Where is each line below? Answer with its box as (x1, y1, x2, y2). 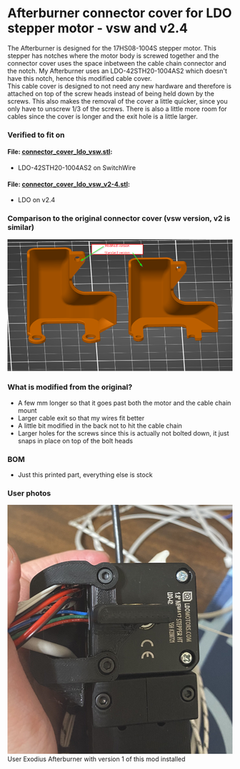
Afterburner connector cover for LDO (7, 5, 232, 21)
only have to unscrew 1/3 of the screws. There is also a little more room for (7, 104, 227, 113)
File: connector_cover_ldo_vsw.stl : (7, 148, 113, 156)
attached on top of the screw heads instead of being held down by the (7, 89, 214, 98)
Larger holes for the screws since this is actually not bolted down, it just (17, 428, 230, 437)
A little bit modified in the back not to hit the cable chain (17, 421, 182, 430)
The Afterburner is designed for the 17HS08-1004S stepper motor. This (7, 44, 216, 52)
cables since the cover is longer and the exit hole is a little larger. (7, 112, 198, 121)
